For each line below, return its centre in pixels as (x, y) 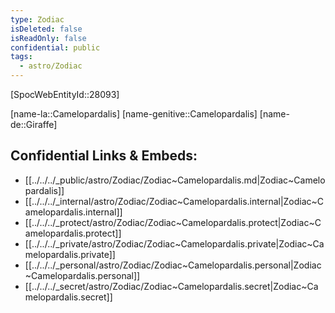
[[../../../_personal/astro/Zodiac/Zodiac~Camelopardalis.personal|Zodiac (173, 265)
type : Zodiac (37, 19)
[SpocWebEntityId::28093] (65, 94)
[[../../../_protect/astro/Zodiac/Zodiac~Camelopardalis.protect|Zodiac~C (173, 222)
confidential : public (55, 47)
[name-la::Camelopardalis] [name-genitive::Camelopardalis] (134, 114)
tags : (21, 57)
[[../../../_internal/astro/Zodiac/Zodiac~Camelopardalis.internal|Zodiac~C (174, 201)
